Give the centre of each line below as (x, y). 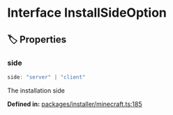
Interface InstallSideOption (87, 13)
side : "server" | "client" (46, 77)
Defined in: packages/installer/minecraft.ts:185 (75, 104)
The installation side (36, 90)
